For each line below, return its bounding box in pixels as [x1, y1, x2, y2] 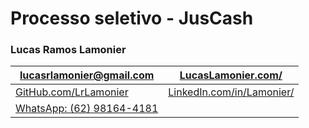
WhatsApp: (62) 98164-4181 [15, 102, 159, 116]
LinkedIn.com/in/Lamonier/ [168, 85, 295, 99]
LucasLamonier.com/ [179, 68, 283, 82]
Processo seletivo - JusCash [10, 7, 254, 30]
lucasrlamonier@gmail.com [19, 68, 155, 82]
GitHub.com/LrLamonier [15, 85, 129, 99]
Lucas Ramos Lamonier [10, 43, 127, 57]
